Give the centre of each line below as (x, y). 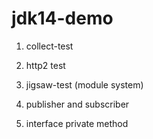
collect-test (49, 46)
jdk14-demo (62, 18)
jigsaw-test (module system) (84, 84)
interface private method (77, 123)
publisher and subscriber (77, 104)
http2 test (45, 65)
